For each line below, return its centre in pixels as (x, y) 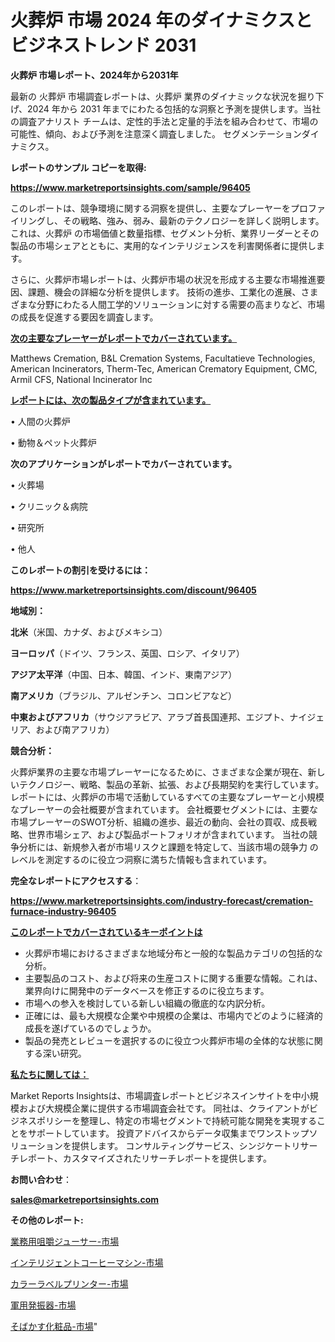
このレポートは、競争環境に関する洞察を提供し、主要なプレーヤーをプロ (159, 208)
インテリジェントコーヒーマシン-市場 (87, 1262)
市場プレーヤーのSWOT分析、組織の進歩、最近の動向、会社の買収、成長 (159, 822)
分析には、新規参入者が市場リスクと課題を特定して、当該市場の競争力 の (168, 847)
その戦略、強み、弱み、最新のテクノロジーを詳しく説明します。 (193, 220)
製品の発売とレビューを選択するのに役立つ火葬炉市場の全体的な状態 (165, 1040)
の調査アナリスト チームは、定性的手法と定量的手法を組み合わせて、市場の (164, 121)
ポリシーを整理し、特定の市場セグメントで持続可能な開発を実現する (176, 1120)
